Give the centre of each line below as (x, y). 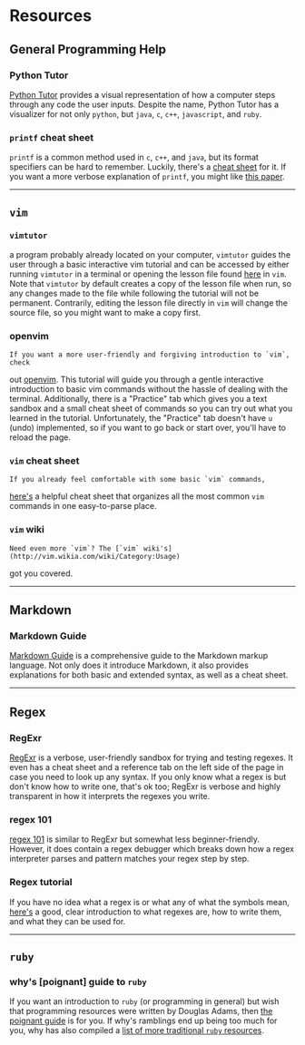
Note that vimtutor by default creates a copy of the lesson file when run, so (151, 283)
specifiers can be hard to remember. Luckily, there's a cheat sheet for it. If (148, 167)
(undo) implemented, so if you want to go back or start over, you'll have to (148, 428)
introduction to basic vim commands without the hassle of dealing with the (149, 389)
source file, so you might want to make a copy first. (105, 312)
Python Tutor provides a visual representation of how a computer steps (143, 94)
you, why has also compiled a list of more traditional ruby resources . (137, 1030)
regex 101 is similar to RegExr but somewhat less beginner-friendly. (135, 839)
